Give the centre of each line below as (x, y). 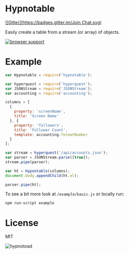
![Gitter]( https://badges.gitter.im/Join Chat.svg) (54, 22)
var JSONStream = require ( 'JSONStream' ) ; (49, 88)
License (22, 223)
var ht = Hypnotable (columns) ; (38, 171)
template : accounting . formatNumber (51, 135)
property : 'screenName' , (40, 112)
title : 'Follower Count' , (41, 130)
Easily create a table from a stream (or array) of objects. (63, 32)
